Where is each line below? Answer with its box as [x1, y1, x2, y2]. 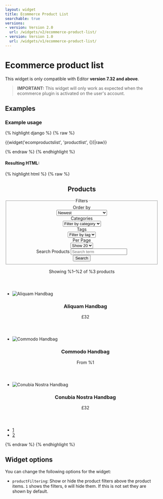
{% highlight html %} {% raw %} [5, 171, 70, 177]
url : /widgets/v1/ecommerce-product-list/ [9, 39, 97, 44]
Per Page [72, 237, 91, 243]
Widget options [5, 456, 53, 464]
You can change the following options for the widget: [5, 468, 111, 474]
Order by [72, 205, 91, 211]
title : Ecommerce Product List [5, 12, 69, 17]
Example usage [5, 119, 42, 125]
